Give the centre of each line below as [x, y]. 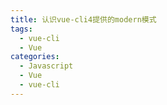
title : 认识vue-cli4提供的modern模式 [83, 19]
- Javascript [46, 66]
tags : [21, 29]
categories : [35, 57]
